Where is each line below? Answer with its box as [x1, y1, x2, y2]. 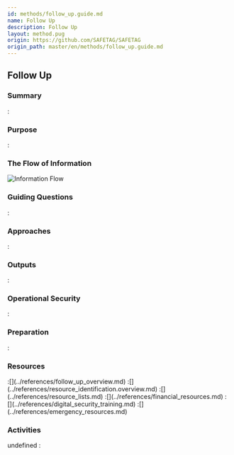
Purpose [7, 125, 38, 135]
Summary [7, 91, 43, 101]
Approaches [7, 226, 51, 236]
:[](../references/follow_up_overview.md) [7, 377, 126, 386]
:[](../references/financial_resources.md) [104, 393, 223, 401]
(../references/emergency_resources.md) [7, 408, 128, 416]
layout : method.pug [7, 30, 65, 38]
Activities [7, 425, 41, 434]
